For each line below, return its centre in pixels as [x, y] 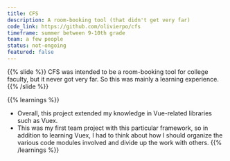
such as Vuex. [37, 120]
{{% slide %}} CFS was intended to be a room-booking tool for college [108, 72]
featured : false [30, 53]
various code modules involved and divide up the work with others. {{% [120, 142]
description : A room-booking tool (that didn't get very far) [99, 20]
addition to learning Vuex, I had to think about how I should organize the [120, 135]
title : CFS [23, 13]
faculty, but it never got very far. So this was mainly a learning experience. [113, 79]
